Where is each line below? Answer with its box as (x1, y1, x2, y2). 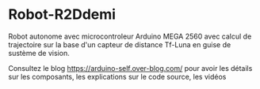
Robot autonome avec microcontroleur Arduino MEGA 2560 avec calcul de (8, 32, 252, 41)
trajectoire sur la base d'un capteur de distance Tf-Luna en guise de (8, 39, 231, 49)
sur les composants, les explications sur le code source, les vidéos (8, 72, 227, 81)
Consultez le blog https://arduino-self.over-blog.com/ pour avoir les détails (8, 63, 253, 72)
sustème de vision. (8, 48, 70, 57)
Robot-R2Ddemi (8, 6, 117, 24)
